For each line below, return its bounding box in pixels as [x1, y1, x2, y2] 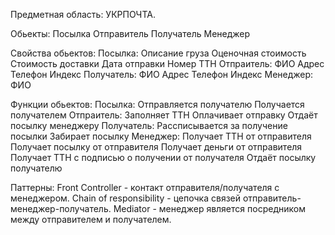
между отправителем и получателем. [10, 214, 172, 225]
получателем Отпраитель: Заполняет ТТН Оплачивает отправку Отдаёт [10, 109, 318, 121]
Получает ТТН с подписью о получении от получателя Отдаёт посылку [10, 152, 317, 163]
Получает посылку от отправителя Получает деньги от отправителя [10, 141, 303, 153]
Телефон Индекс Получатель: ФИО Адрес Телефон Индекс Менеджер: [10, 69, 314, 80]
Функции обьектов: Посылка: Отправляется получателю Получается [10, 99, 305, 110]
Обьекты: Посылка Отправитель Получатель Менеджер [10, 28, 251, 39]
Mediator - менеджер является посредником [113, 203, 306, 214]
